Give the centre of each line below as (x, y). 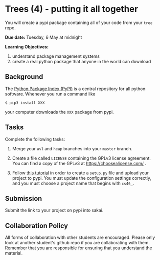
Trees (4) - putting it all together (72, 9)
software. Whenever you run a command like (50, 94)
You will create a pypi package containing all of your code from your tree (79, 23)
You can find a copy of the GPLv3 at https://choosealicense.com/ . (79, 163)
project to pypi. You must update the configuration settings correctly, (82, 178)
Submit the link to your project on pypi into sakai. (54, 210)
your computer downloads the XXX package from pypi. (59, 112)
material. (14, 253)
